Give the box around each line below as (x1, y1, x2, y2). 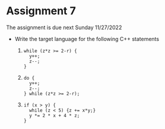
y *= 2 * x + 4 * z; (28, 112, 80, 118)
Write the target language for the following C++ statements (14, 35, 159, 42)
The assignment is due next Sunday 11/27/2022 (6, 24, 122, 31)
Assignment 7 (6, 4, 76, 18)
